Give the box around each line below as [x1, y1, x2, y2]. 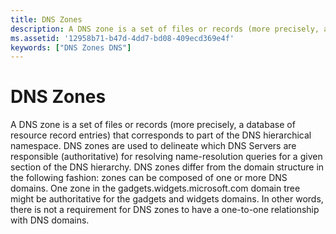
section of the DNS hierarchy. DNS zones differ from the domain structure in [10, 161, 325, 173]
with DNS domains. [10, 214, 90, 226]
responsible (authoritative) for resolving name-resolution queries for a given [10, 151, 323, 163]
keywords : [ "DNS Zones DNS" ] [10, 42, 132, 53]
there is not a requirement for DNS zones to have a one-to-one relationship [10, 204, 320, 216]
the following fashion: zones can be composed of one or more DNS [10, 172, 288, 184]
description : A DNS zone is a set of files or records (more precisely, [10, 24, 320, 34]
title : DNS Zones [10, 14, 83, 25]
